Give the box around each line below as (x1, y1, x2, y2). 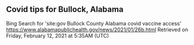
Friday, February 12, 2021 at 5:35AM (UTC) (6, 32, 110, 39)
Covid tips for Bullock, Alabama (6, 5, 124, 14)
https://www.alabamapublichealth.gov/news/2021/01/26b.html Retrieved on (6, 26, 189, 33)
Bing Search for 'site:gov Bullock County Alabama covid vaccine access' (6, 20, 182, 27)
